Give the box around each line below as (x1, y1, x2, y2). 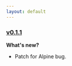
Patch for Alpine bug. (14, 52, 67, 60)
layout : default (6, 8, 46, 15)
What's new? (6, 41, 40, 48)
